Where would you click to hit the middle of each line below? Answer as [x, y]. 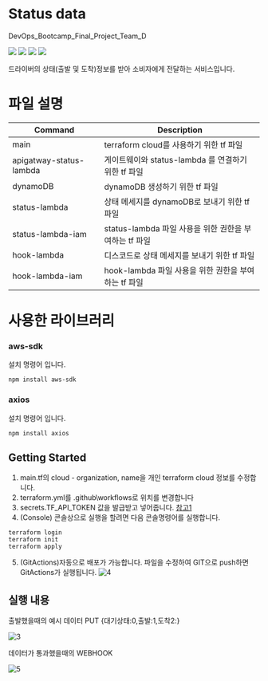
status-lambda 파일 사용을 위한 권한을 [173, 228]
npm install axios [39, 433]
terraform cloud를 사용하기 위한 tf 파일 [173, 144]
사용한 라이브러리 [61, 321]
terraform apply [35, 547]
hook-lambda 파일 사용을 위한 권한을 [171, 270]
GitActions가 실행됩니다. [58, 573]
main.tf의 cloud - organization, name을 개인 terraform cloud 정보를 [127, 478]
